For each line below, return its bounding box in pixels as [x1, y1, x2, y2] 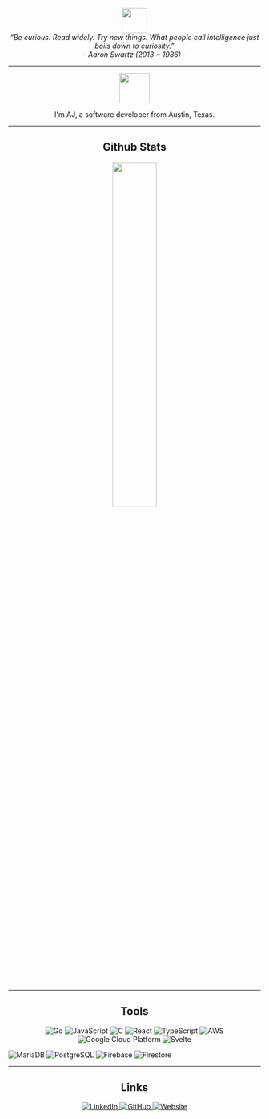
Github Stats [102, 140, 167, 154]
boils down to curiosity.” [94, 41, 175, 50]
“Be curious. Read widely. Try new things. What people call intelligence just [10, 33, 259, 42]
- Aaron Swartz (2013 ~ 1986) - [82, 50, 187, 59]
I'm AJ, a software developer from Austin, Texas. [54, 110, 215, 119]
